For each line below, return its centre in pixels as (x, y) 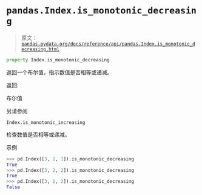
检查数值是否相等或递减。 (38, 134)
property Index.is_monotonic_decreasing (58, 60)
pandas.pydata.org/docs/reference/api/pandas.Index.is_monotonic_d (108, 44)
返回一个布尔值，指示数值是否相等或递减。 (59, 72)
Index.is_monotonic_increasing (46, 122)
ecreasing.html (40, 49)
